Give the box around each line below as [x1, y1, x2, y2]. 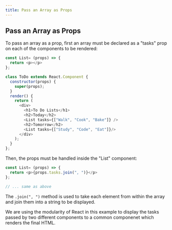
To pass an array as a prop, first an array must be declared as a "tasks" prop [5, 40, 167, 46]
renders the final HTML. [5, 219, 55, 226]
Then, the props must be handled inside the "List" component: [5, 155, 138, 162]
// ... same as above [5, 184, 52, 189]
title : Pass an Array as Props [5, 7, 72, 13]
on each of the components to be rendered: [5, 46, 98, 52]
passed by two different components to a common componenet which [5, 214, 154, 220]
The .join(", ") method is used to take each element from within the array [5, 193, 165, 199]
